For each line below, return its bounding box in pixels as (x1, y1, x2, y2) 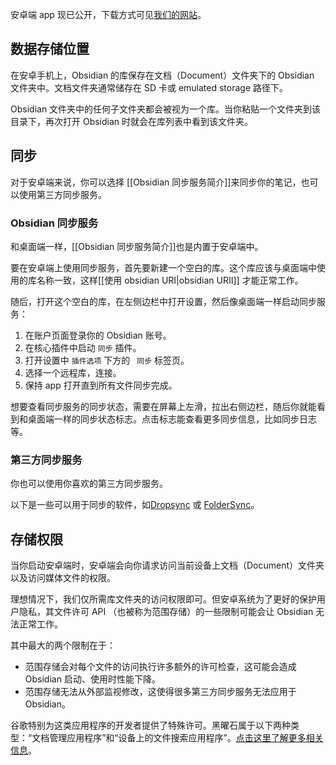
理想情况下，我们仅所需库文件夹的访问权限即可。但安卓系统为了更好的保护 (10, 593, 317, 605)
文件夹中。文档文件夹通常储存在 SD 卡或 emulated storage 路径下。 (10, 81, 289, 93)
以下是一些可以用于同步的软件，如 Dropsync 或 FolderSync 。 (10, 499, 260, 511)
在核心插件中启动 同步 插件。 (24, 341, 142, 353)
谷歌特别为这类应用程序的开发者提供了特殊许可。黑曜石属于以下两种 (10, 719, 291, 732)
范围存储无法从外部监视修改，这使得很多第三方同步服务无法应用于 (24, 686, 297, 698)
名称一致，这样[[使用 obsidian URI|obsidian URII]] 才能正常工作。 (36, 274, 304, 286)
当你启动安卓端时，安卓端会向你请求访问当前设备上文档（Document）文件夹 (10, 559, 325, 572)
